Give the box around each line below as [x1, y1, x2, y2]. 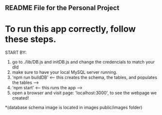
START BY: [5, 49, 27, 55]
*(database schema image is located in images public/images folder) [5, 104, 143, 111]
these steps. [5, 33, 57, 45]
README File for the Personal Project [5, 4, 120, 12]
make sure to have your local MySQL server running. [12, 69, 117, 75]
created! [12, 95, 29, 101]
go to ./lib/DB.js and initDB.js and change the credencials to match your [12, 59, 155, 65]
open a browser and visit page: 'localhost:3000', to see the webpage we [12, 90, 157, 96]
